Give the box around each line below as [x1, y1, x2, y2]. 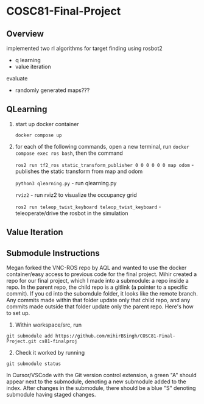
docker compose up [15, 132, 62, 138]
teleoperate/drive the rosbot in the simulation [15, 209, 128, 217]
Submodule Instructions [6, 248, 100, 258]
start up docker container [15, 120, 79, 127]
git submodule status [6, 361, 62, 367]
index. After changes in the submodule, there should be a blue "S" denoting [6, 385, 196, 392]
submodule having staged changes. [6, 391, 96, 399]
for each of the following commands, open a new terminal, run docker [15, 143, 190, 150]
